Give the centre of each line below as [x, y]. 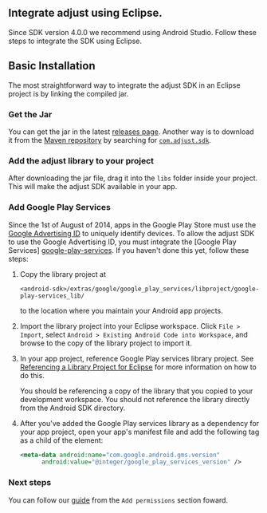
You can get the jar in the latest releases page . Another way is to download [131, 132]
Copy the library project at [63, 274]
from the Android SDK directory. [73, 408]
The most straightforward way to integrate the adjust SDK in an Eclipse [124, 85]
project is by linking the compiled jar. [69, 93]
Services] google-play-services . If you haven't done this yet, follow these [129, 250]
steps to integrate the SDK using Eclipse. [75, 41]
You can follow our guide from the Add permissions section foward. [118, 500]
